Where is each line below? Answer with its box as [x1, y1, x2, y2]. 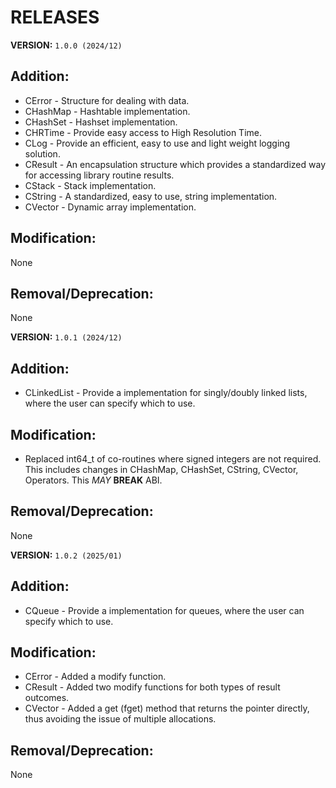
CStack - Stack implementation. [24, 179, 157, 191]
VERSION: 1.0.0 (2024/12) [10, 39, 123, 51]
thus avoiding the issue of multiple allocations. [24, 713, 217, 725]
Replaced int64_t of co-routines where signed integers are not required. [24, 453, 322, 465]
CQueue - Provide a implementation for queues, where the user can [24, 604, 305, 616]
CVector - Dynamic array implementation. [24, 201, 197, 213]
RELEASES [10, 6, 100, 29]
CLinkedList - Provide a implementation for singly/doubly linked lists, [24, 387, 308, 399]
